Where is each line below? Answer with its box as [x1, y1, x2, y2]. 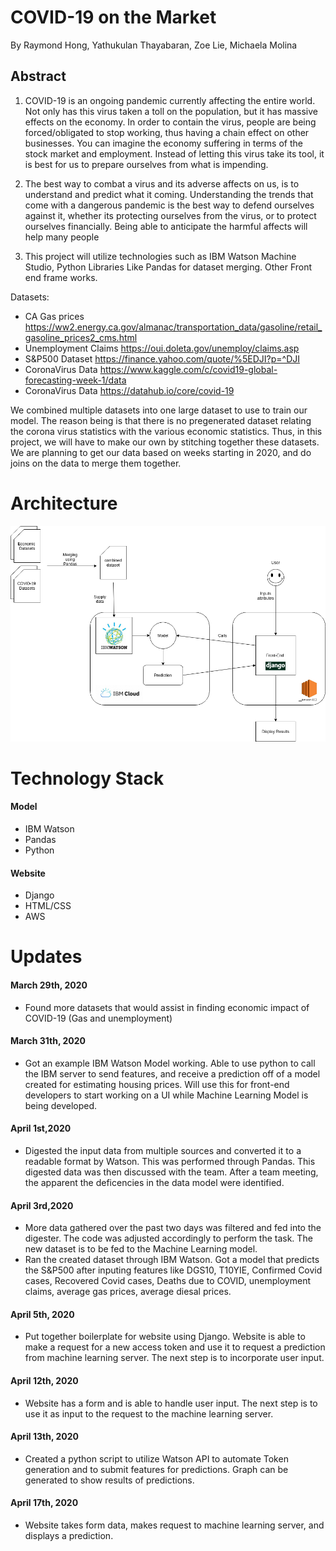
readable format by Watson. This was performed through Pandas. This [24, 1156, 316, 1168]
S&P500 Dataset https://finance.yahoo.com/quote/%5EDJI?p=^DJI [24, 352, 301, 365]
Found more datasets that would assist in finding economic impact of [24, 1001, 310, 1013]
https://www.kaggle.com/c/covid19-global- [99, 363, 278, 375]
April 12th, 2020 [10, 1375, 79, 1387]
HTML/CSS [24, 900, 72, 912]
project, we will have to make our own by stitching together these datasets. [10, 436, 320, 448]
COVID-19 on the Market [10, 6, 217, 29]
